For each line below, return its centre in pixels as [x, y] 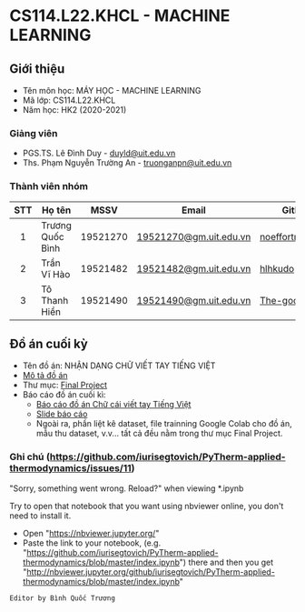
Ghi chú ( [30, 457]
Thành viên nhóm [49, 186]
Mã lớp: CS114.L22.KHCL [69, 100]
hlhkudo [277, 268]
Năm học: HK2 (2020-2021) [74, 110]
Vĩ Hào [55, 274]
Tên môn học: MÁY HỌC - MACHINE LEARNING [112, 90]
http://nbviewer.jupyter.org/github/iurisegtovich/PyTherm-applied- [151, 572]
